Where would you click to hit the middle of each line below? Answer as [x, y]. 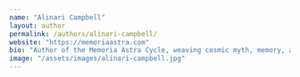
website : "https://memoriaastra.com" [79, 42]
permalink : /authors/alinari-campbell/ [83, 34]
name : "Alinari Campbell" [57, 17]
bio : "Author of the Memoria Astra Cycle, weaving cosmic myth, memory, [147, 50]
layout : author [37, 26]
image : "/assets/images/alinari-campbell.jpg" [97, 58]
